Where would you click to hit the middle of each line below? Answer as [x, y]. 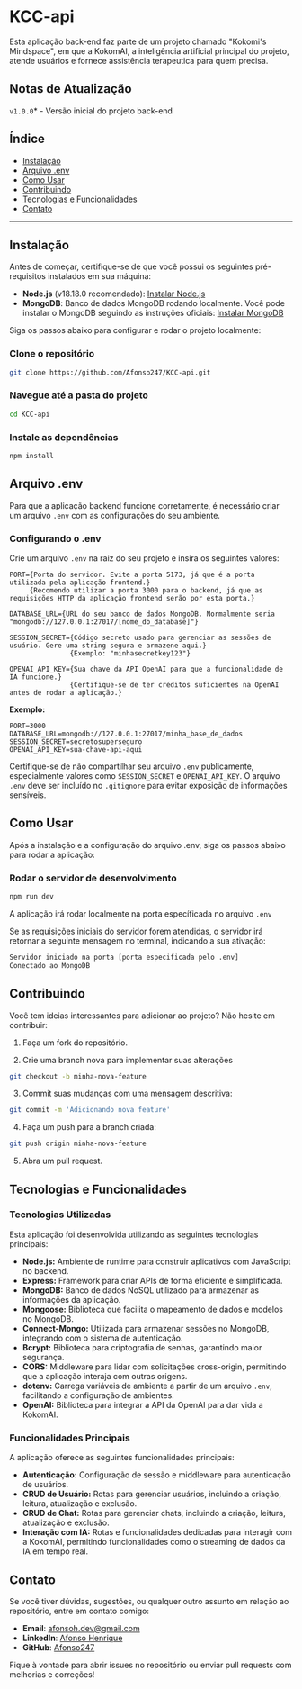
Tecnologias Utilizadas [60, 1215]
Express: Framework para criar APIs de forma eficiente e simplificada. [152, 1280]
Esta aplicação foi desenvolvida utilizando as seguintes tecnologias [134, 1234]
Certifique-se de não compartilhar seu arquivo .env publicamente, [132, 766]
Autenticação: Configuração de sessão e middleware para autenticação [156, 1475]
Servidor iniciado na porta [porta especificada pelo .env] [124, 957]
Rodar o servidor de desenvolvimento [93, 878]
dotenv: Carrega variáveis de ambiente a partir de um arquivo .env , [147, 1386]
